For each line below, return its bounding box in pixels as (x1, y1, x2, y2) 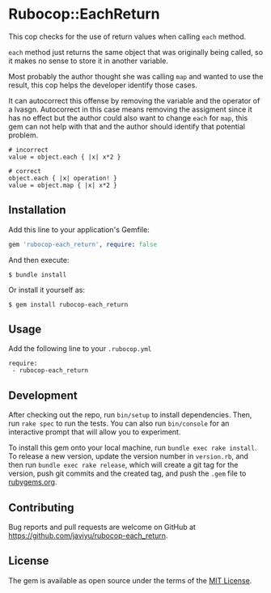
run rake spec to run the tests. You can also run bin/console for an (8, 418, 230, 429)
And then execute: (8, 255, 70, 265)
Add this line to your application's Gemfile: (8, 224, 150, 235)
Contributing (8, 501, 74, 515)
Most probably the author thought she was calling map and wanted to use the (8, 71, 264, 81)
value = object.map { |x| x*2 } (8, 181, 117, 189)
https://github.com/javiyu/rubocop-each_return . (8, 531, 168, 540)
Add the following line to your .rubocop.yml (8, 344, 152, 354)
